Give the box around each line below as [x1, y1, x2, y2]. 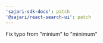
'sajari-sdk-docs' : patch [5, 8, 70, 15]
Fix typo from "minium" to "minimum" [5, 30, 98, 37]
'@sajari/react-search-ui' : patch [5, 14, 92, 20]
